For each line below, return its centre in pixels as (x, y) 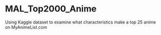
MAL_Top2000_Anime (51, 9)
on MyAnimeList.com (26, 27)
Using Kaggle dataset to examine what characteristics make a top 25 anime (81, 22)
